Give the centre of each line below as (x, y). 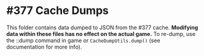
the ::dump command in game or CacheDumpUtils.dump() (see (83, 40)
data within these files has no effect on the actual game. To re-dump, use (101, 33)
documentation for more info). (44, 47)
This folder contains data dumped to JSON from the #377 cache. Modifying (102, 27)
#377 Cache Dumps (58, 11)
